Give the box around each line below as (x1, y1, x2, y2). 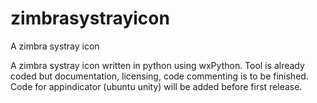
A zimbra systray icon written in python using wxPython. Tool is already (10, 59, 305, 71)
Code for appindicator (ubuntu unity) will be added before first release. (10, 80, 303, 92)
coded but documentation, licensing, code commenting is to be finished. (10, 70, 309, 82)
